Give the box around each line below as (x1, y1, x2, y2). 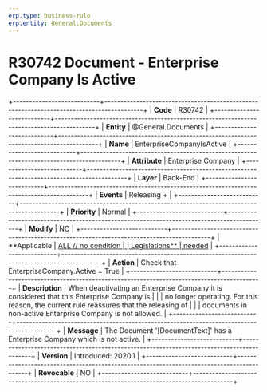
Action (112, 258, 135, 267)
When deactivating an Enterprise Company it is (67, 283, 223, 293)
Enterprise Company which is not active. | (8, 335, 146, 344)
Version (41, 351, 69, 361)
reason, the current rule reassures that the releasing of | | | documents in (8, 300, 247, 310)
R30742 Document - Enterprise (8, 53, 219, 72)
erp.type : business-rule (8, 11, 91, 20)
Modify (29, 224, 53, 234)
